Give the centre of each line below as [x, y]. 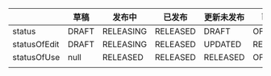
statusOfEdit [36, 44]
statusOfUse [36, 57]
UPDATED [223, 44]
